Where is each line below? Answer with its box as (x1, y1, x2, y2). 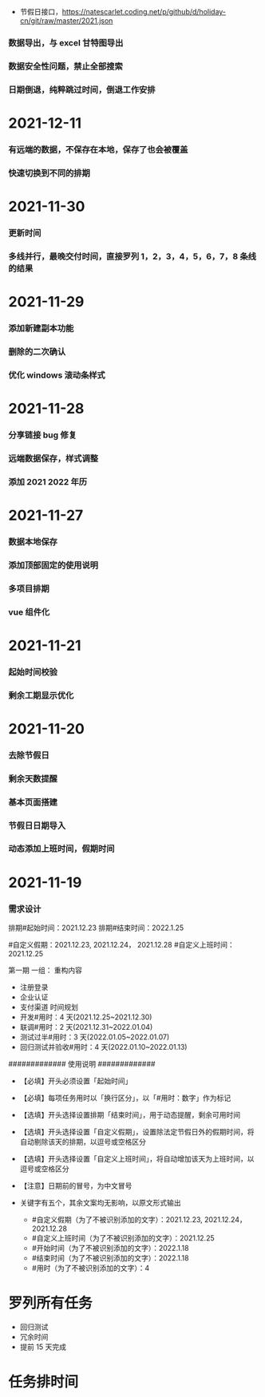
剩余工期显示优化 (8, 690, 74, 701)
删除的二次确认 (8, 346, 66, 357)
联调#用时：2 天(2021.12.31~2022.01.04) (19, 1022, 153, 1031)
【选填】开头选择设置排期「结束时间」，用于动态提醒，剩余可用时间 (19, 1110, 241, 1119)
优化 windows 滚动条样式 (8, 370, 105, 381)
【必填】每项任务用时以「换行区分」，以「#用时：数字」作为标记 (19, 1093, 231, 1102)
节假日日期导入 (8, 820, 66, 831)
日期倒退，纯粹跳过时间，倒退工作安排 (8, 84, 156, 95)
